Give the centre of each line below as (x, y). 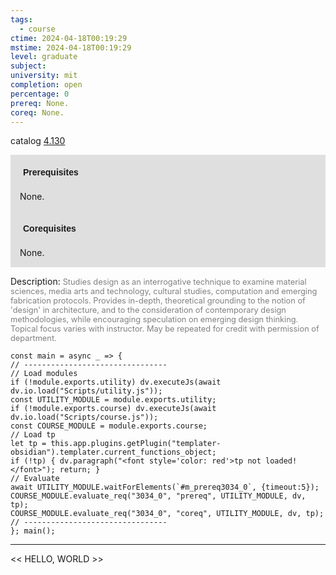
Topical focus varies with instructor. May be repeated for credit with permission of (165, 329)
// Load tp (33, 435)
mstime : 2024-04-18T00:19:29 (71, 47)
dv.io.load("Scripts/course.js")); (84, 417)
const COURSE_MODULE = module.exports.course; (109, 426)
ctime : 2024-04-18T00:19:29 (69, 38)
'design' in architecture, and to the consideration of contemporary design (148, 310)
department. (33, 338)
